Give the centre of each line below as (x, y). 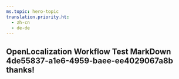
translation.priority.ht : (38, 17)
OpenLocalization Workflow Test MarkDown (89, 51)
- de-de (21, 28)
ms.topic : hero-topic (33, 11)
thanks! (21, 70)
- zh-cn (21, 22)
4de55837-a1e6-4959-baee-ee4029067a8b (89, 61)
